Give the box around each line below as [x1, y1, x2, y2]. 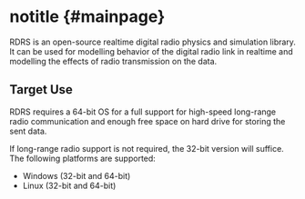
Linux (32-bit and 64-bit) [22, 180, 117, 191]
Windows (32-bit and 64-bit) [22, 170, 131, 181]
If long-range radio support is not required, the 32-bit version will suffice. [9, 143, 284, 154]
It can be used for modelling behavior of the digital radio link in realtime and [9, 45, 293, 56]
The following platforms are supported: [9, 153, 157, 164]
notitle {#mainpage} [9, 6, 166, 27]
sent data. [9, 125, 47, 136]
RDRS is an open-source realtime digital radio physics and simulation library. [9, 36, 296, 47]
